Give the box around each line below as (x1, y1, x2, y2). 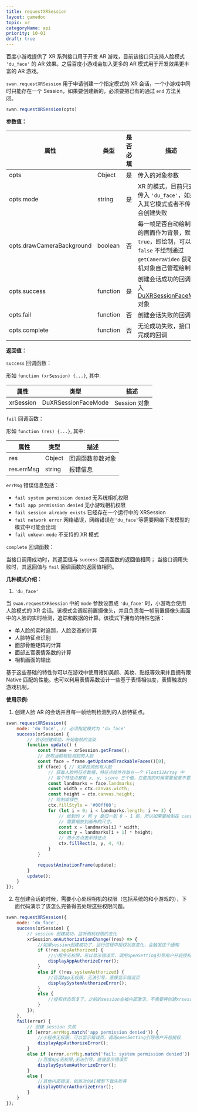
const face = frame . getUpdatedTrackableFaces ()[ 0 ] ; (37, 758, 167, 764)
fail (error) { (16, 1018, 51, 1024)
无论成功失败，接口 (137, 322, 191, 330)
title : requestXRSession (6, 8, 67, 15)
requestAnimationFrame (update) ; (37, 862, 117, 868)
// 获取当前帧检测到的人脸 (37, 753, 94, 759)
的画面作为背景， (137, 228, 185, 237)
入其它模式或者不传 (137, 199, 191, 208)
